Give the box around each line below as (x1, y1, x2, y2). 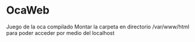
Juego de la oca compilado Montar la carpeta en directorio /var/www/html (6, 23, 190, 30)
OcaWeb (6, 4, 50, 17)
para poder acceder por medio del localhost (6, 29, 115, 36)
